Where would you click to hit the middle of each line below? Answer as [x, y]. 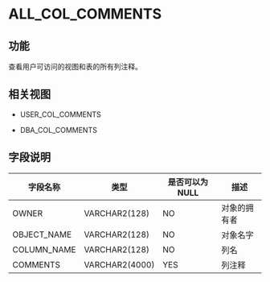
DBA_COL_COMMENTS [59, 130]
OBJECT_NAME [42, 234]
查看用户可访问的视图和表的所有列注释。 [75, 66]
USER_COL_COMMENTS [61, 114]
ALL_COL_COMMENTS [85, 14]
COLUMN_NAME [44, 249]
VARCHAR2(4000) [119, 264]
